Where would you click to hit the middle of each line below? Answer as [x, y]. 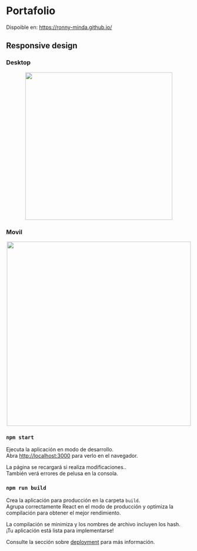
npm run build [26, 488]
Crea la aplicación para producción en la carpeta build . [73, 500]
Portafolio [31, 11]
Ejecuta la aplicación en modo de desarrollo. [60, 450]
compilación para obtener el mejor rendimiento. [64, 513]
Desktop [19, 63]
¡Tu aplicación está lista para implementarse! [60, 530]
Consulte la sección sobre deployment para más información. [81, 542]
